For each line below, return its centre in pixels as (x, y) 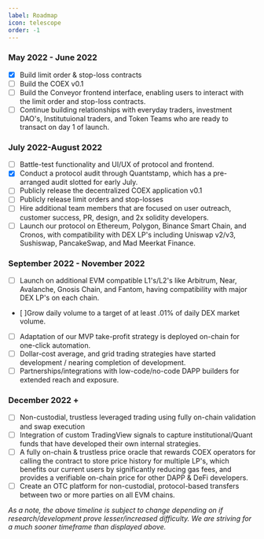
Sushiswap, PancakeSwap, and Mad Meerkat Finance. (108, 243)
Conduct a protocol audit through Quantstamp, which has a (115, 173)
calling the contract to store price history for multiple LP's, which (124, 460)
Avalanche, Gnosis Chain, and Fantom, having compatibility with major (133, 289)
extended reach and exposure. (69, 380)
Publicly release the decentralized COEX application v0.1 (111, 190)
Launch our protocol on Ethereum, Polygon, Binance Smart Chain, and (133, 226)
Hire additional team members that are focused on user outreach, (125, 209)
